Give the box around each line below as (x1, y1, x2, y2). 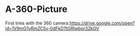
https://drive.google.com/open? (69, 20, 135, 26)
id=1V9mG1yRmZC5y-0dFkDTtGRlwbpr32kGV (5, 25, 99, 31)
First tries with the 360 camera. (5, 20, 70, 26)
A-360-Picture (5, 3, 67, 15)
